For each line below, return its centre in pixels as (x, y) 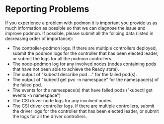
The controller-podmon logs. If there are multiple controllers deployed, (84, 48)
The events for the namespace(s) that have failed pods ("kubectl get (82, 90)
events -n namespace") (37, 95)
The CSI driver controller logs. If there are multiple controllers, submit (83, 106)
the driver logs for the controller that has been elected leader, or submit (85, 111)
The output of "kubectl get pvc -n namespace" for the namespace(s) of (85, 80)
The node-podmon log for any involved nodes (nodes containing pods (84, 64)
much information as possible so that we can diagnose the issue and (75, 28)
